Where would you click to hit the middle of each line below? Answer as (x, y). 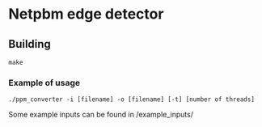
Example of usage (44, 83)
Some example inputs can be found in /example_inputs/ (101, 115)
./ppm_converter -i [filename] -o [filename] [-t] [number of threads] (131, 99)
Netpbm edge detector (86, 14)
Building (30, 44)
